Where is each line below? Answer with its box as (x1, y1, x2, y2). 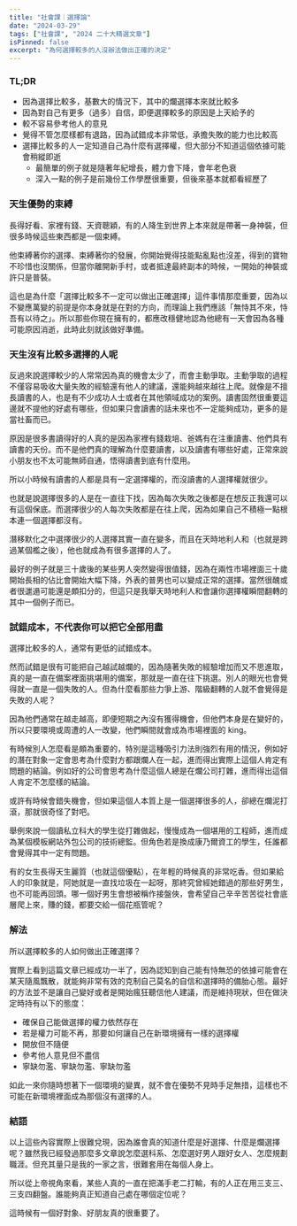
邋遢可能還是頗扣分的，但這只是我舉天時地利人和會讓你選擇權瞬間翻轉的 (24, 586, 288, 597)
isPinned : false (9, 37, 69, 47)
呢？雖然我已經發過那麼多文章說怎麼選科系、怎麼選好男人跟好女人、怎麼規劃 (9, 1147, 288, 1158)
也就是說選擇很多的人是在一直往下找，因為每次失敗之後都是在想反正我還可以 (9, 493, 288, 504)
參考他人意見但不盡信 (21, 1050, 100, 1060)
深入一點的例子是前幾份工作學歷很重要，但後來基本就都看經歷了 (34, 173, 268, 184)
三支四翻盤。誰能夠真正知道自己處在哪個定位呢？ (9, 1188, 187, 1199)
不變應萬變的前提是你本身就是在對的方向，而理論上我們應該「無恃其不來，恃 (9, 302, 288, 312)
